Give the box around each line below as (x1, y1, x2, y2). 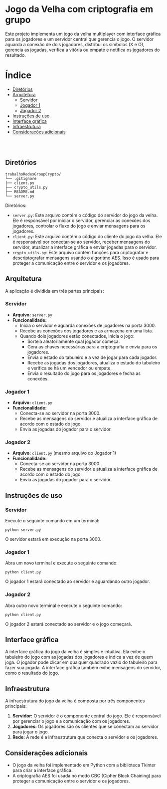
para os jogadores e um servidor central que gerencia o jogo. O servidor (5, 36, 154, 42)
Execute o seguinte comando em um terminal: (5, 518, 100, 524)
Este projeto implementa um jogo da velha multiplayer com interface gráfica (5, 31, 161, 37)
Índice (5, 70, 31, 81)
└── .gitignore (5, 176, 37, 181)
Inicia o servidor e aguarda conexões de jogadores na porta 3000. (19, 322, 156, 328)
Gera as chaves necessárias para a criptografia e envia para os (27, 343, 158, 349)
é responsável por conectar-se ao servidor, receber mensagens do (12, 239, 151, 245)
